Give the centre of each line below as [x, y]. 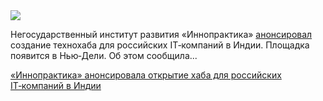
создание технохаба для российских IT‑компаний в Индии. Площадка [160, 45]
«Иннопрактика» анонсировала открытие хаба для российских [146, 75]
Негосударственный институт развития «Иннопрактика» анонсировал [161, 34]
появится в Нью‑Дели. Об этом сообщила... [104, 55]
